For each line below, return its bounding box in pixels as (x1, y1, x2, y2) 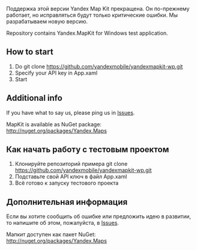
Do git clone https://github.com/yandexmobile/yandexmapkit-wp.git (14, 62, 183, 70)
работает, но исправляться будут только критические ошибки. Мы (6, 11, 178, 19)
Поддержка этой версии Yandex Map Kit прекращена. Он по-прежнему (6, 5, 190, 12)
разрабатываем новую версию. (6, 18, 88, 25)
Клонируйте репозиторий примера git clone (14, 160, 128, 168)
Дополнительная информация (6, 197, 128, 207)
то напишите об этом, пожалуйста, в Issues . (6, 219, 119, 227)
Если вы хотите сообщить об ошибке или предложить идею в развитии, (6, 213, 191, 220)
